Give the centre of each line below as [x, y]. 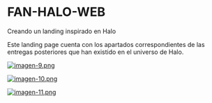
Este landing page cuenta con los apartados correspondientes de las [106, 44]
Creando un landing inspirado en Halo [62, 31]
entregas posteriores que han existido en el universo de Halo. [96, 52]
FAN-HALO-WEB [56, 12]
